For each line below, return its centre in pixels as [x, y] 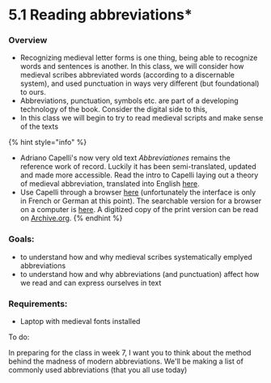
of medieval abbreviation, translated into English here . [110, 184]
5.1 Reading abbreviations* [100, 15]
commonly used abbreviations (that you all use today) [98, 370]
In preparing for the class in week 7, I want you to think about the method [130, 353]
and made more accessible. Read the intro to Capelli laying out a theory [139, 175]
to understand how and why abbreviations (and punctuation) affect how [140, 274]
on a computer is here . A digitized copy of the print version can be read [139, 210]
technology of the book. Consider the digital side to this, [114, 109]
